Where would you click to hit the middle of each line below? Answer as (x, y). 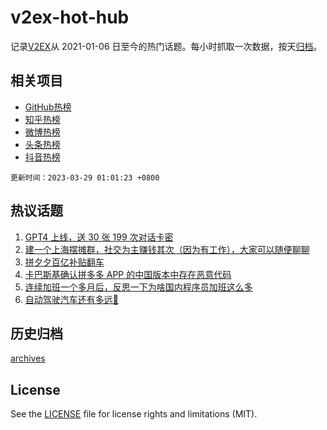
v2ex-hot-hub (70, 17)
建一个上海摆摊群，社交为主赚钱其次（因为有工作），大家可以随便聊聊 (167, 249)
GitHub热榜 (48, 107)
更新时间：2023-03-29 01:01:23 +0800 (85, 177)
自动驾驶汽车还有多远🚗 (71, 299)
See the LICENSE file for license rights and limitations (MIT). (134, 414)
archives (28, 358)
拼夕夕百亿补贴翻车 (64, 262)
